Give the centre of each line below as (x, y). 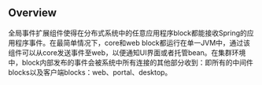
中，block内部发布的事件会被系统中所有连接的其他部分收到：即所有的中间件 (131, 62)
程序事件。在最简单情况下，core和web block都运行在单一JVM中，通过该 (132, 42)
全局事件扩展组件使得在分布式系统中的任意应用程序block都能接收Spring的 (128, 33)
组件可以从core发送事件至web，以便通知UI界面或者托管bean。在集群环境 (127, 52)
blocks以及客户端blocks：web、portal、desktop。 (90, 72)
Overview (33, 13)
